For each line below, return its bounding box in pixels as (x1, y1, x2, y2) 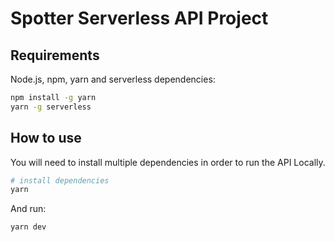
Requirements (10, 47, 100, 64)
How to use (10, 130, 82, 147)
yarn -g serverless (10, 102, 92, 112)
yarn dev (10, 222, 47, 232)
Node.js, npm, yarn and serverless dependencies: (10, 73, 216, 85)
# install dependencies (10, 175, 110, 186)
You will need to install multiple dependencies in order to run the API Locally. (10, 156, 326, 168)
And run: (10, 203, 47, 215)
